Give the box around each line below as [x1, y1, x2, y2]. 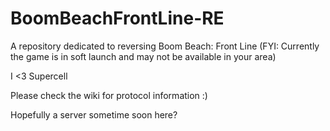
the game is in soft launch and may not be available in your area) [10, 50, 277, 62]
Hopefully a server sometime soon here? [10, 108, 178, 121]
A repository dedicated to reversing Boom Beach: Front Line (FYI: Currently [10, 40, 320, 52]
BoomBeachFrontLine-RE [10, 7, 225, 30]
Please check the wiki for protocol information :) [10, 89, 208, 101]
